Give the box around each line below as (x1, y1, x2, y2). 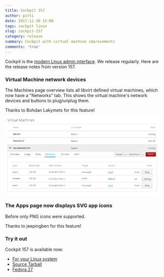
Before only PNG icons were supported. (5, 213, 86, 219)
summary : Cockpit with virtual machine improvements (5, 39, 115, 44)
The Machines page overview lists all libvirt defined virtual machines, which (5, 87, 158, 93)
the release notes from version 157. (5, 64, 76, 69)
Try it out (5, 235, 27, 242)
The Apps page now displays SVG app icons (5, 202, 112, 209)
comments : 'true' (5, 44, 41, 49)
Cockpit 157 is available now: (5, 246, 64, 252)
